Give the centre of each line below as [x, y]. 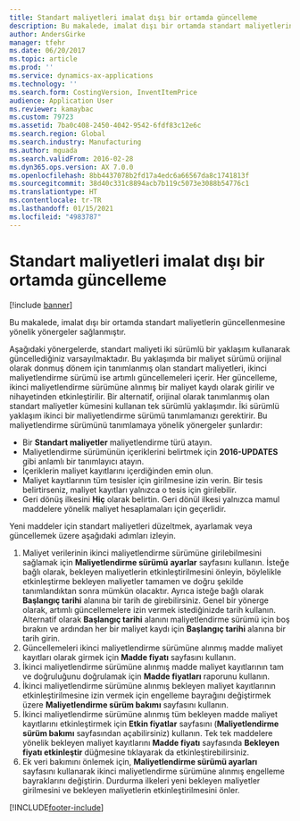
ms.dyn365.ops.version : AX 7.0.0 [71, 167]
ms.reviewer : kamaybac [51, 109]
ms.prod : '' [31, 68]
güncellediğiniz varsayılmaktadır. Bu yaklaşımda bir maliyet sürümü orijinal [146, 358]
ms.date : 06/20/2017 [48, 51]
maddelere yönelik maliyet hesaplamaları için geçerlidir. [124, 508]
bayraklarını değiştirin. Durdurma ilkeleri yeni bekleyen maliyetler [141, 780]
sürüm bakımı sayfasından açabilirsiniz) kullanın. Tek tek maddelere [147, 733]
